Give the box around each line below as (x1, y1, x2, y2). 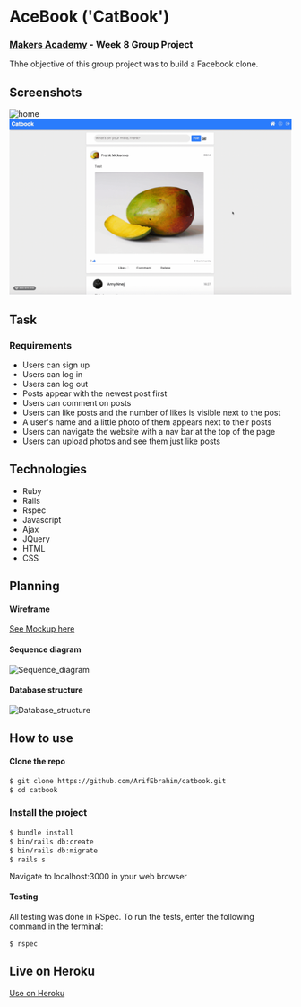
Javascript (21, 514, 62, 525)
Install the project (9, 807, 88, 819)
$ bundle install (9, 828, 74, 837)
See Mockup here (9, 623, 75, 634)
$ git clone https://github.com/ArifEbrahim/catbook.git (9, 777, 227, 786)
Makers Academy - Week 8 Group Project (9, 39, 193, 51)
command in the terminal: (9, 921, 104, 932)
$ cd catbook (9, 786, 58, 795)
